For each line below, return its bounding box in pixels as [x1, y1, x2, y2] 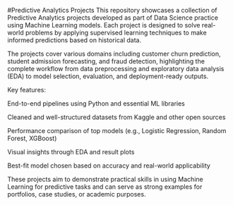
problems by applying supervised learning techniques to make [25, 28, 207, 37]
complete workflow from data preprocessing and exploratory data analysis [7, 65, 225, 73]
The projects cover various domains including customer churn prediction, [7, 49, 221, 58]
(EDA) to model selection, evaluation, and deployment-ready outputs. [7, 72, 209, 80]
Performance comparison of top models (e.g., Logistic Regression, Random [7, 127, 227, 135]
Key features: [7, 86, 46, 94]
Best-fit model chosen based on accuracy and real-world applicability [7, 161, 210, 170]
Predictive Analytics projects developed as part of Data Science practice [7, 13, 219, 22]
